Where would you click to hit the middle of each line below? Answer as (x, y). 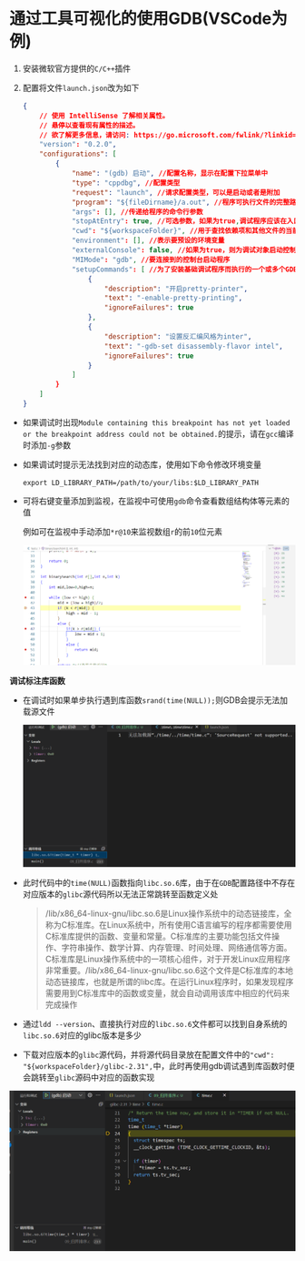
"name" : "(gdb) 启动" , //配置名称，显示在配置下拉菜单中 (170, 174)
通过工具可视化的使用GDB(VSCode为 (148, 19)
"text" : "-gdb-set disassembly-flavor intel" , (194, 346)
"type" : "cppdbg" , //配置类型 (126, 183)
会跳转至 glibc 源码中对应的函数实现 (89, 1078)
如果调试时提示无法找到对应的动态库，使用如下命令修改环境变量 (142, 464)
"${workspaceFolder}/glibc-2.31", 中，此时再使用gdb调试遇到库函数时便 (158, 1066)
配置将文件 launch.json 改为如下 (81, 87)
